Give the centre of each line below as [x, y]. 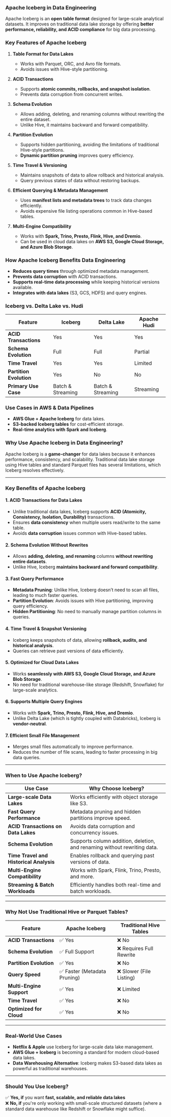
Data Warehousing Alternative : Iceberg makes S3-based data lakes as [87, 1063]
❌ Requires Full [135, 948]
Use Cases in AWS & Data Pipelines [50, 408]
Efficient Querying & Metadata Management [60, 190]
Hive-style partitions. [42, 150]
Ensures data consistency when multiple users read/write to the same [87, 522]
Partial [142, 352]
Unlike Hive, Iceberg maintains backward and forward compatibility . [85, 567]
